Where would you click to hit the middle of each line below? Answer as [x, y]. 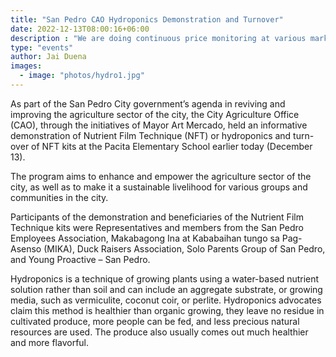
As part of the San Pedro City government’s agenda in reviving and [148, 103]
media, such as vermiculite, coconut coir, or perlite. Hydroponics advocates [166, 300]
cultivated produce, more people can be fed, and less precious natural [155, 321]
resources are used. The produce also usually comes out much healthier [159, 332]
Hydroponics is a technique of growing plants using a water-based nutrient [165, 278]
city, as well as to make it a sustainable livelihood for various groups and [159, 187]
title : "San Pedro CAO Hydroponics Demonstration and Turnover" [147, 19]
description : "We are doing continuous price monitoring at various [158, 38]
